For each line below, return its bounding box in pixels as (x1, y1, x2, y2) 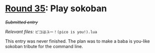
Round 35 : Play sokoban (5, 3, 107, 14)
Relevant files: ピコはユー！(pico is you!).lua (5, 28, 98, 34)
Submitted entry (5, 19, 38, 25)
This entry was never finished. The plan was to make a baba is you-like (5, 38, 150, 44)
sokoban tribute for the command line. (5, 43, 83, 49)
